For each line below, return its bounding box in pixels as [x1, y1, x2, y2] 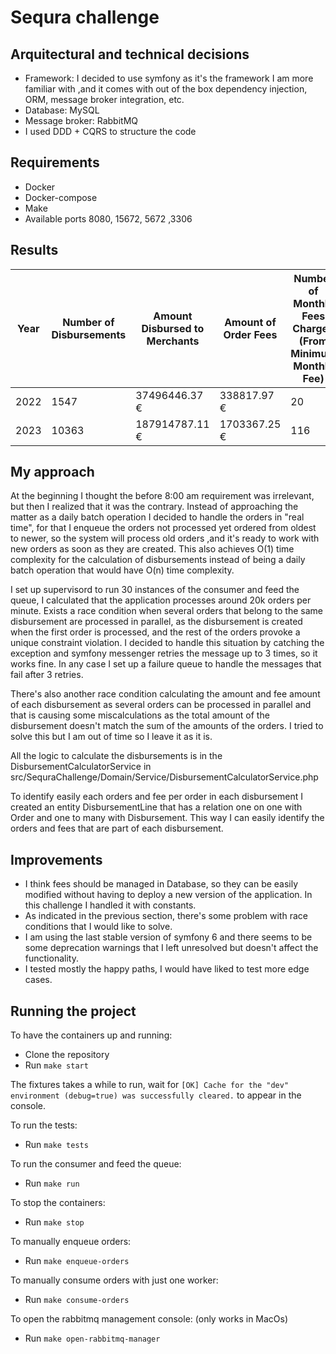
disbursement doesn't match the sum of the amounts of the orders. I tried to [10, 720, 324, 732]
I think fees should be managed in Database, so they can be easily [24, 878, 299, 890]
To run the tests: [10, 1119, 78, 1131]
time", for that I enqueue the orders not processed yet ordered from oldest [10, 522, 317, 534]
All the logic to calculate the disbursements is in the [10, 750, 223, 762]
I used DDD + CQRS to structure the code [24, 126, 197, 137]
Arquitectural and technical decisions [10, 46, 250, 63]
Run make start [24, 1059, 89, 1071]
